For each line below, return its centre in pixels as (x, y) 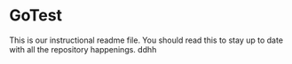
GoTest (36, 16)
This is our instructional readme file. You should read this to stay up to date (146, 40)
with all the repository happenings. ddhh (83, 49)
